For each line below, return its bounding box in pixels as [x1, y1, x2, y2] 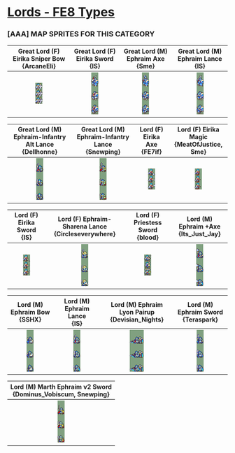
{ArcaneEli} [22, 62, 56, 70]
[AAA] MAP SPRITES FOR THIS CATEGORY [7, 29, 155, 39]
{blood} [136, 233, 159, 242]
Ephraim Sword [177, 308, 224, 317]
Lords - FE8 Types [7, 4, 115, 20]
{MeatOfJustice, [174, 141, 222, 149]
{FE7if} [141, 148, 162, 156]
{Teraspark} [183, 315, 218, 324]
